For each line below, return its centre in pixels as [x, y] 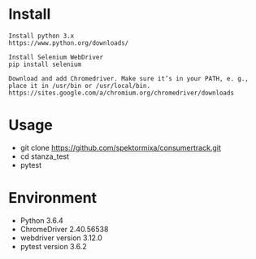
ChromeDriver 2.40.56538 [64, 229]
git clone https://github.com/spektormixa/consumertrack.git [120, 147]
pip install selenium [45, 64]
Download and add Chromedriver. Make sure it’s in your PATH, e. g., [129, 78]
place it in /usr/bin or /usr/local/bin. [80, 86]
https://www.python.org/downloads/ [69, 43]
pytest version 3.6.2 [53, 246]
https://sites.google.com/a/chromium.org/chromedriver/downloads [121, 93]
